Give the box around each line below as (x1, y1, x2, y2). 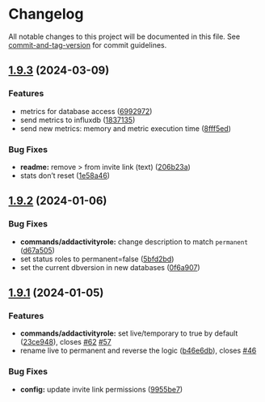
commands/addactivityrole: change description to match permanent (19, 236, 249, 247)
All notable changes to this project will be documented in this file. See (8, 32, 241, 41)
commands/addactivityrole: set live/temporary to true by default (19, 328, 238, 338)
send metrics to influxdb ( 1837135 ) (19, 115, 136, 125)
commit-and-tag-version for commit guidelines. (8, 40, 167, 49)
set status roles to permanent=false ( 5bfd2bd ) (19, 254, 175, 264)
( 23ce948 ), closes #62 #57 (19, 337, 111, 347)
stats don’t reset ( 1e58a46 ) (19, 171, 111, 180)
